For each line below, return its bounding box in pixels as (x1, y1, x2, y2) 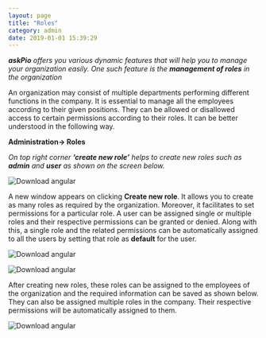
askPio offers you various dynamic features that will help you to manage (8, 56, 248, 65)
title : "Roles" (8, 19, 59, 27)
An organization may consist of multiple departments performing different (8, 88, 250, 98)
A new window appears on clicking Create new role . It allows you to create (8, 192, 254, 201)
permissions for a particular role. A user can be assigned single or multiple (8, 208, 252, 219)
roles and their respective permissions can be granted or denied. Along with (8, 217, 257, 227)
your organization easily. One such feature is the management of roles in (8, 64, 250, 74)
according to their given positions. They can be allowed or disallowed (8, 105, 236, 115)
